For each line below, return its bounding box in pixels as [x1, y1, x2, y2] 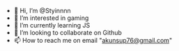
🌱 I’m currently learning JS [13, 21, 91, 29]
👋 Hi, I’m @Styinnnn [13, 7, 71, 14]
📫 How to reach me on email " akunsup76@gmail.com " [13, 37, 173, 44]
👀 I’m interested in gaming [13, 14, 89, 22]
